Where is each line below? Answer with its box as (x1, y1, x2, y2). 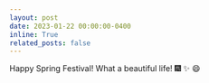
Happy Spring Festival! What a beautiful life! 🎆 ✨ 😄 (9, 63, 201, 74)
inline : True (9, 30, 59, 39)
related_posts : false (9, 38, 91, 48)
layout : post (9, 13, 59, 23)
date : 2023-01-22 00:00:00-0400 (9, 22, 131, 31)
